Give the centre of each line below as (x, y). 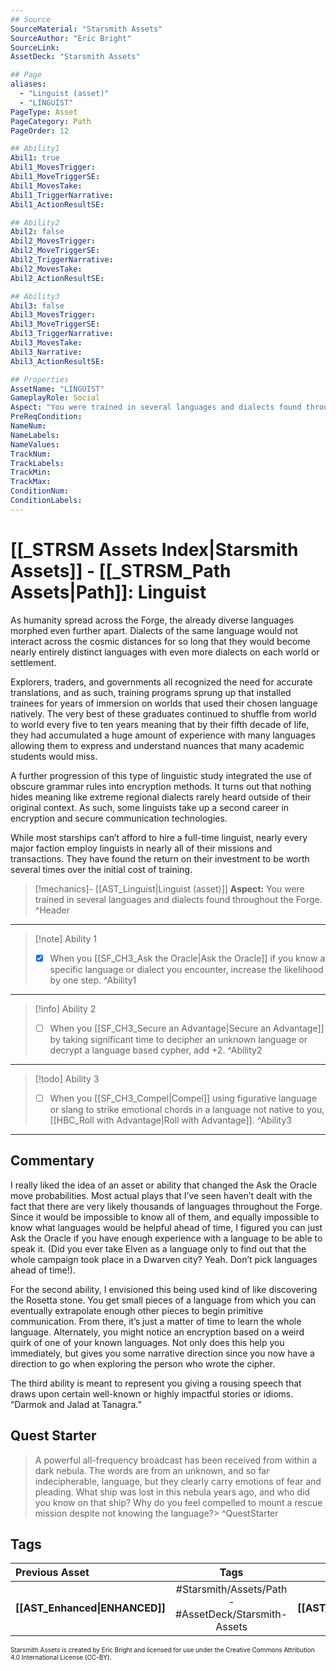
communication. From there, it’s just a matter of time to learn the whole (156, 1321)
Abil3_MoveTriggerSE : (55, 324)
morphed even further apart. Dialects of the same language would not (154, 630)
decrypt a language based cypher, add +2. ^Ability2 (156, 1050)
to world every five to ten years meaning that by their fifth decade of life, (160, 724)
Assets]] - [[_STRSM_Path (121, 570)
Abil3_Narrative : (46, 352)
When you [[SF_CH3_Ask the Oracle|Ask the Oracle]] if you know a (187, 958)
